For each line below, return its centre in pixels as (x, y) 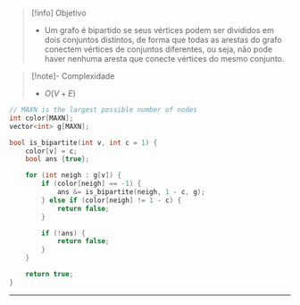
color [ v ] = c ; (51, 151)
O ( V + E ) (60, 93)
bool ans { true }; (58, 159)
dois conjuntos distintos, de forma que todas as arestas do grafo (163, 40)
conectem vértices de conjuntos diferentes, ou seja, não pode (158, 49)
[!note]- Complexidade (73, 76)
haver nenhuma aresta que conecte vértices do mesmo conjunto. (164, 59)
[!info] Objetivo (58, 13)
